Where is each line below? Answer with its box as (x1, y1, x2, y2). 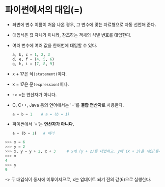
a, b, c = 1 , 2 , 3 (12, 52, 50, 57)
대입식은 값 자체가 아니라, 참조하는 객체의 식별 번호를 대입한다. (12, 32, 132, 38)
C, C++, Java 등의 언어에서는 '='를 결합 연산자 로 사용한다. (12, 102, 124, 108)
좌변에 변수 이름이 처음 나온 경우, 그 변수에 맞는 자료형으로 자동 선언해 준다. (12, 22, 156, 27)
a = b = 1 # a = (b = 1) (12, 112, 70, 117)
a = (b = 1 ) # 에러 (12, 131, 55, 136)
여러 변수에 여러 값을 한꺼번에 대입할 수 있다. (12, 42, 98, 48)
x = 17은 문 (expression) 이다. (12, 81, 69, 87)
